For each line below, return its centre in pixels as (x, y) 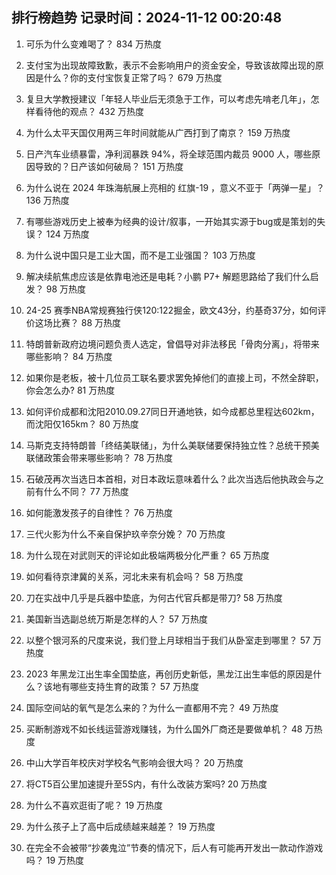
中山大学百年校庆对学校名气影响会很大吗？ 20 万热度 (134, 762)
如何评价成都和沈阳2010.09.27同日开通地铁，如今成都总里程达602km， (172, 411)
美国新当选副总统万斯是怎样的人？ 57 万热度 (116, 619)
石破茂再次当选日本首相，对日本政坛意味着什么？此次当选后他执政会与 (170, 479)
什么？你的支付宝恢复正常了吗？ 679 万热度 (133, 77)
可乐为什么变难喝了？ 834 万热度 (94, 44)
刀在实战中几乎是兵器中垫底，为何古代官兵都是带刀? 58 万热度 (154, 597)
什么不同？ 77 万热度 (86, 491)
